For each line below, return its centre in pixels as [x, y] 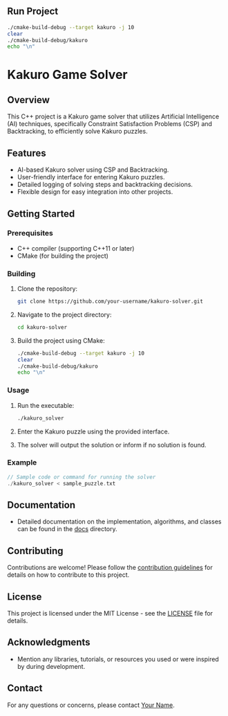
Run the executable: [46, 405]
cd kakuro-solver [42, 327]
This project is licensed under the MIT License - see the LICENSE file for [110, 614]
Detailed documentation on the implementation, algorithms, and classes [119, 521]
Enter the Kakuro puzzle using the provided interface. [93, 431]
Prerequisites [30, 233]
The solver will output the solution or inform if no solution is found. [112, 445]
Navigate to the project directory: [64, 314]
